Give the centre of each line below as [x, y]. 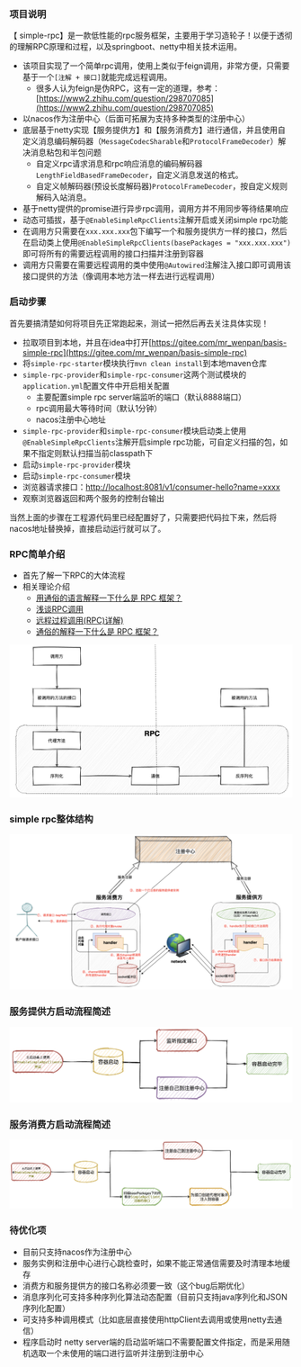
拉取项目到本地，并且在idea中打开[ [87, 342]
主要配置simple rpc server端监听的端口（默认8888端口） [141, 397]
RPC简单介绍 [37, 553]
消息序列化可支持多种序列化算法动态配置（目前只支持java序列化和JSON [155, 1297]
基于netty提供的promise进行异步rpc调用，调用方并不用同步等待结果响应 [155, 209]
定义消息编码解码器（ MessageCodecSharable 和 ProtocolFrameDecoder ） [150, 141]
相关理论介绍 [46, 586]
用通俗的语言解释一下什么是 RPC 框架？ [109, 598]
